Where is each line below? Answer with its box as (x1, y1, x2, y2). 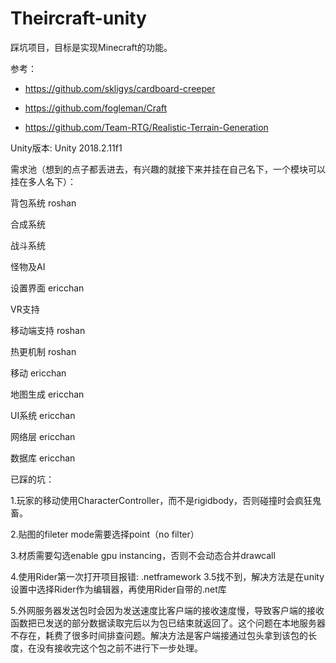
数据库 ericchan (10, 452, 76, 464)
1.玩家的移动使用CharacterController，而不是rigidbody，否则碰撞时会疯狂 (10, 494, 313, 506)
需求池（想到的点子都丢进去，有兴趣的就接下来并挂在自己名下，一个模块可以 (10, 163, 326, 175)
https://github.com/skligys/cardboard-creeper (24, 82, 216, 94)
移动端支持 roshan (10, 324, 86, 336)
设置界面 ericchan (10, 282, 85, 294)
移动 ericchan (10, 367, 67, 379)
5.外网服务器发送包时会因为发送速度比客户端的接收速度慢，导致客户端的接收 (10, 604, 325, 616)
